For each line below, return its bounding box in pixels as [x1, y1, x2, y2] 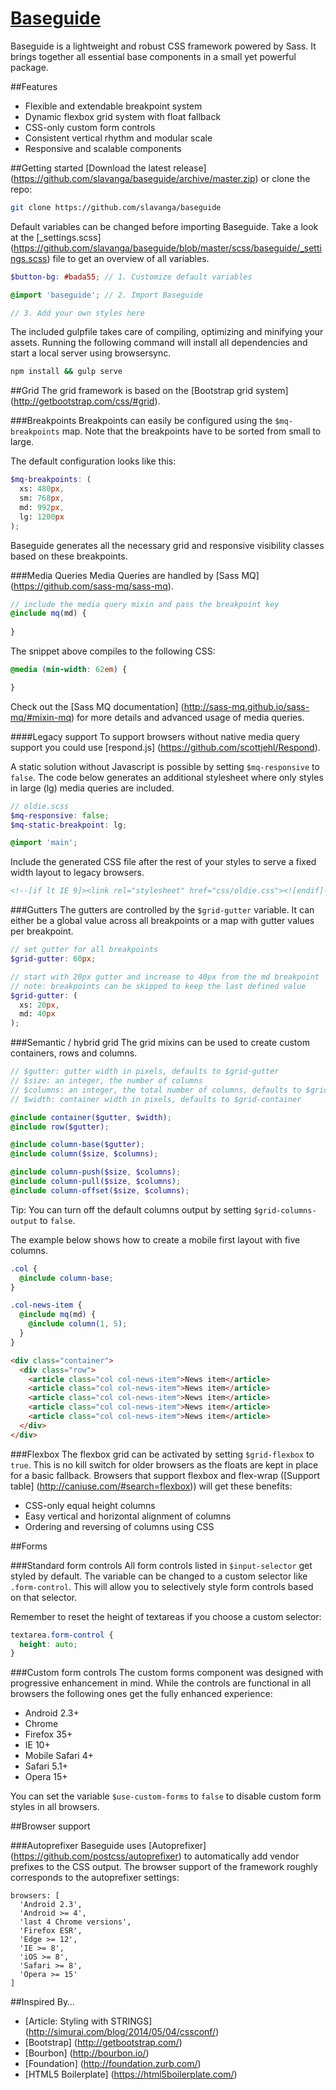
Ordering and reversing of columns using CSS [24, 1520, 215, 1532]
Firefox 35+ [24, 1728, 73, 1741]
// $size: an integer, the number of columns [10, 1076, 203, 1086]
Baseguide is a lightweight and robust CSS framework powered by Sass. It [10, 40, 317, 52]
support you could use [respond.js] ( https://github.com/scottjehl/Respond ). [10, 741, 321, 753]
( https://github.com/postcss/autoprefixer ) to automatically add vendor [10, 1850, 300, 1862]
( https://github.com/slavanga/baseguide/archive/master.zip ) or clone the [10, 172, 311, 184]
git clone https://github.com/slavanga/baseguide [10, 202, 222, 212]
